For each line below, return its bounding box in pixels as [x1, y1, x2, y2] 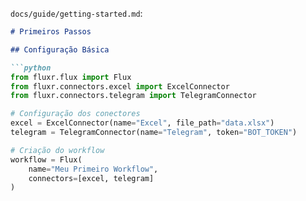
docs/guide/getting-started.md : [10, 8, 143, 19]
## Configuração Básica [10, 44, 110, 55]
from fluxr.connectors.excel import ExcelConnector [10, 81, 230, 92]
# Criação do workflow [10, 145, 105, 155]
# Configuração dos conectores [10, 109, 141, 119]
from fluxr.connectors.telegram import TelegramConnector [10, 91, 257, 101]
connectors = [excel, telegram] [28, 173, 155, 183]
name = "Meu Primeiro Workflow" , [28, 164, 159, 174]
